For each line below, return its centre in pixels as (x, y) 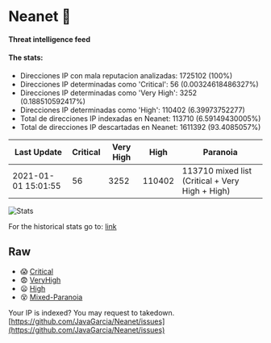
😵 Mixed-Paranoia (51, 297)
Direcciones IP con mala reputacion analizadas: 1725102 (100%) (126, 75)
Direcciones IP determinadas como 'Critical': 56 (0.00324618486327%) (140, 84)
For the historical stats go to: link (63, 226)
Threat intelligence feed (50, 39)
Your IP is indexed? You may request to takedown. (92, 312)
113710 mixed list (217, 170)
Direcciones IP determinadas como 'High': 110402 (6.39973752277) (133, 110)
